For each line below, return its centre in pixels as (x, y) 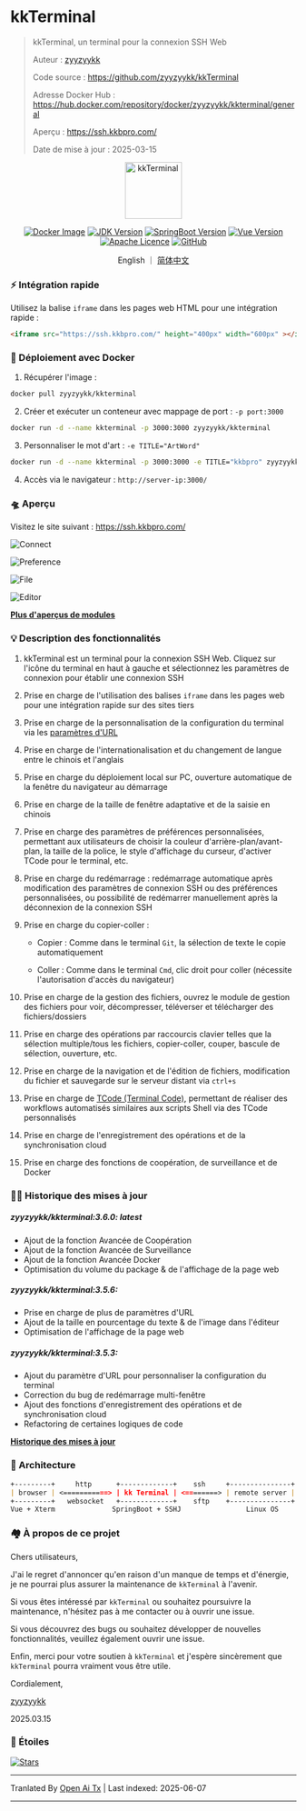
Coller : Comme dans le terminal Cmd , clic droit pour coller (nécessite (164, 969)
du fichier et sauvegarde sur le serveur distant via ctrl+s (130, 1080)
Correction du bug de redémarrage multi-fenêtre (114, 1395)
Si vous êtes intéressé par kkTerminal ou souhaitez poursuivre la (131, 1601)
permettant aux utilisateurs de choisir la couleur (113, 841)
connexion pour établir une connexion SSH (104, 677)
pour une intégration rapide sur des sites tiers (109, 705)
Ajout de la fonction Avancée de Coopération (107, 1240)
